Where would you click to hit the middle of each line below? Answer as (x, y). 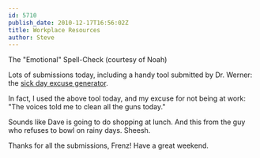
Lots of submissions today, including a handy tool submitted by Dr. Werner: (130, 75)
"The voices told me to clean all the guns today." (87, 107)
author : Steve (32, 37)
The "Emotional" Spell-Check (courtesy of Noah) (88, 60)
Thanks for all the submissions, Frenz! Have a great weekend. (109, 145)
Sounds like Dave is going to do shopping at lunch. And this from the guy (127, 122)
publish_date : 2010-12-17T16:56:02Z (68, 23)
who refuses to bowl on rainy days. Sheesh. (79, 130)
